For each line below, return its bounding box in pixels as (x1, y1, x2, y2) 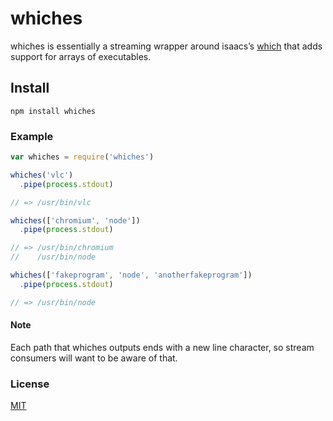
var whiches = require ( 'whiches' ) (10, 152, 155, 162)
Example (10, 129, 54, 143)
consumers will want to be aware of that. (10, 352, 178, 364)
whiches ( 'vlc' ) (10, 170, 74, 180)
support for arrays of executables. (10, 50, 152, 62)
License (10, 377, 50, 391)
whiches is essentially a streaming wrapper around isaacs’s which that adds (10, 40, 323, 52)
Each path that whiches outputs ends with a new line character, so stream (10, 341, 315, 353)
